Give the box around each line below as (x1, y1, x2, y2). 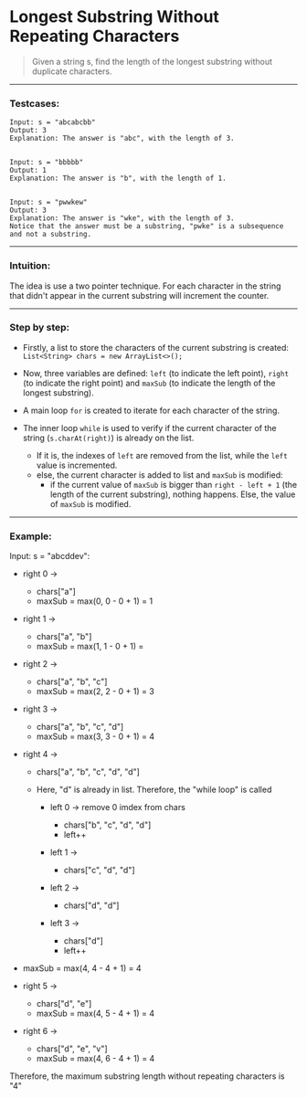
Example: (9, 530, 52, 543)
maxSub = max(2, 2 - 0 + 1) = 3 (36, 686, 155, 697)
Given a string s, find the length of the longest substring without (31, 56, 272, 67)
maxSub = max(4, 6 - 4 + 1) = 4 (36, 1053, 155, 1064)
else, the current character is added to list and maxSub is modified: (36, 469, 283, 480)
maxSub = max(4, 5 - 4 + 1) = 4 (36, 1008, 155, 1019)
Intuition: (9, 259, 51, 272)
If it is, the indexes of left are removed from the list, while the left (36, 449, 288, 460)
